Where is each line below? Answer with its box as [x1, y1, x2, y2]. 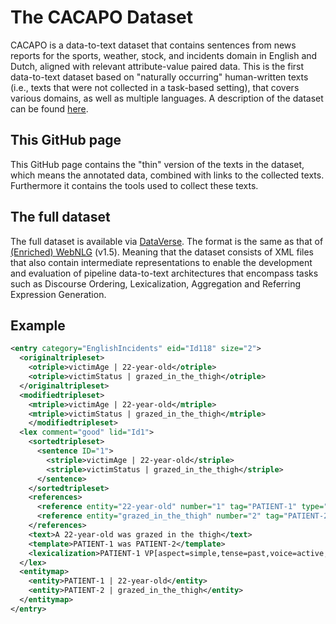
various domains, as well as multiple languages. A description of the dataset [10, 92, 324, 104]
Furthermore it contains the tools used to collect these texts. [10, 179, 259, 191]
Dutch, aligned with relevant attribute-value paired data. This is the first [10, 60, 305, 72]
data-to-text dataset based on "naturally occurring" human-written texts [10, 71, 309, 83]
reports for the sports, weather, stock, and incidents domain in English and [10, 49, 318, 61]
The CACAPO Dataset [10, 6, 194, 29]
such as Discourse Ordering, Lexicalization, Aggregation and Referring [10, 277, 302, 290]
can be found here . [10, 102, 89, 115]
